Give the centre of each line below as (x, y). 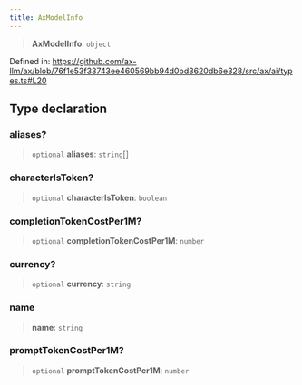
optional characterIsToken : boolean (99, 197)
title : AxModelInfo (46, 18)
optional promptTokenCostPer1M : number (110, 370)
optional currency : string (81, 284)
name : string (57, 327)
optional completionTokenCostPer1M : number (118, 240)
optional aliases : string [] (80, 154)
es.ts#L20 (28, 80)
